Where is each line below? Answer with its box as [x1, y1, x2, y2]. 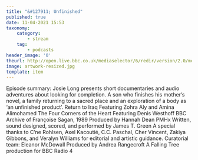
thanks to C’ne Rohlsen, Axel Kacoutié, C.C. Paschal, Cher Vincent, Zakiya [6, 129, 186, 136]
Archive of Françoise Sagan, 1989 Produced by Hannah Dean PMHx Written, [6, 116, 192, 124]
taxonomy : [6, 25, 31, 31]
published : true [6, 14, 46, 20]
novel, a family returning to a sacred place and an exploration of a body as [6, 98, 187, 105]
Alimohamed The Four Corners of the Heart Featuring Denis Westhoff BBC [6, 110, 187, 117]
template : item [6, 69, 44, 75]
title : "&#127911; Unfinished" [6, 8, 83, 15]
